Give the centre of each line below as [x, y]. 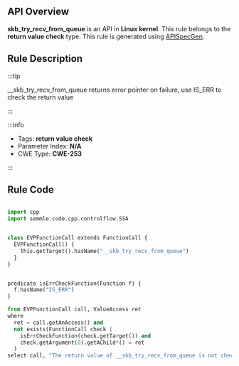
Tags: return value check [55, 139]
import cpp [23, 212]
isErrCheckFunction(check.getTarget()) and [86, 336]
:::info [16, 124]
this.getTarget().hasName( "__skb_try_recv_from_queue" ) [105, 251]
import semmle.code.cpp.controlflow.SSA [68, 219]
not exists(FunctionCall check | [63, 329]
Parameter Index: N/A [49, 146]
